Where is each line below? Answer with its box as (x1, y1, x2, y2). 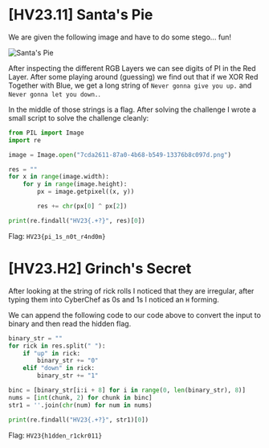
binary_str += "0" (37, 356, 99, 365)
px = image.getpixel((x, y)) (37, 187, 135, 196)
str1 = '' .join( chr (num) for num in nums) (8, 401, 153, 409)
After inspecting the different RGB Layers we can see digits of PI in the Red (8, 63, 256, 73)
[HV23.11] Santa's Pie (8, 6, 153, 24)
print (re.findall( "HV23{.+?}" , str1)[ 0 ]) (8, 416, 149, 424)
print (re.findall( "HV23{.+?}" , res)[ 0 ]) (8, 216, 146, 224)
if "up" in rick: (22, 349, 81, 357)
